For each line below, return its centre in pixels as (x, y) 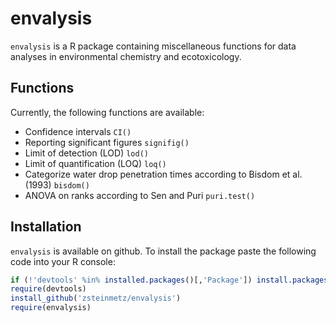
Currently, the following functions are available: (107, 112)
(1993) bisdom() (57, 184)
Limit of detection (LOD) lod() (86, 153)
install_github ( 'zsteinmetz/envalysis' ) (96, 298)
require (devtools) (48, 289)
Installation (46, 227)
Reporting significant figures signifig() (107, 142)
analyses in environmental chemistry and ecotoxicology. (126, 56)
